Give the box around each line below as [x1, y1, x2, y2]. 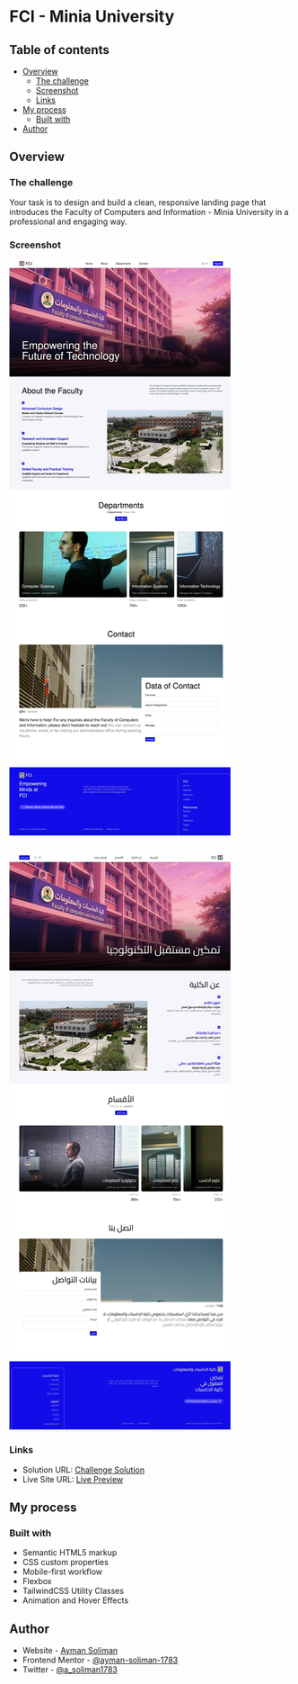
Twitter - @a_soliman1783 [22, 1664, 118, 1675]
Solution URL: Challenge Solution [22, 1464, 145, 1475]
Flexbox [22, 1576, 52, 1587]
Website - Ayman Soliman [22, 1645, 118, 1656]
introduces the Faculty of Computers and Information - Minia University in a [9, 206, 289, 217]
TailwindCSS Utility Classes [22, 1586, 124, 1597]
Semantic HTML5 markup [22, 1547, 118, 1558]
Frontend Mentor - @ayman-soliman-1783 [22, 1654, 179, 1666]
